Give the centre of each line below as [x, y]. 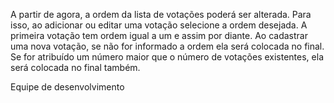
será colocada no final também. [75, 67]
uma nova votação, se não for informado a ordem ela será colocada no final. [167, 46]
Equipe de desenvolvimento [67, 87]
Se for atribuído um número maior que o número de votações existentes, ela [167, 57]
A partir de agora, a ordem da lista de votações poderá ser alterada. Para [161, 14]
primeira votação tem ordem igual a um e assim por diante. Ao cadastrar [159, 35]
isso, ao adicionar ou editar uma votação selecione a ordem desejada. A [159, 25]
